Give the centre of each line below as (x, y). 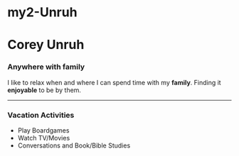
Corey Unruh (46, 45)
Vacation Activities (41, 115)
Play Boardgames (43, 130)
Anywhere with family (46, 67)
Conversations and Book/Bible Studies (74, 145)
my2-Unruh (42, 12)
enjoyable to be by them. (44, 90)
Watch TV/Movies (44, 138)
